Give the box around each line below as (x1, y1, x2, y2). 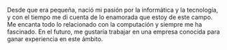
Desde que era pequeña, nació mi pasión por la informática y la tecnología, (7, 6, 219, 14)
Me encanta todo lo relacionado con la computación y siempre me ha (7, 21, 202, 28)
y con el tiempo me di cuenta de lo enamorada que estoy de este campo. (7, 13, 213, 21)
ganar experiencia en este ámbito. (7, 35, 103, 43)
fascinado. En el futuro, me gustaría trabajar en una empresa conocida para (7, 27, 220, 36)
